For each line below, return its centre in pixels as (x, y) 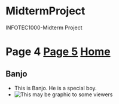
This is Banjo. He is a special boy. (55, 88)
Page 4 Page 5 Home (58, 52)
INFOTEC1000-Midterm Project (44, 27)
